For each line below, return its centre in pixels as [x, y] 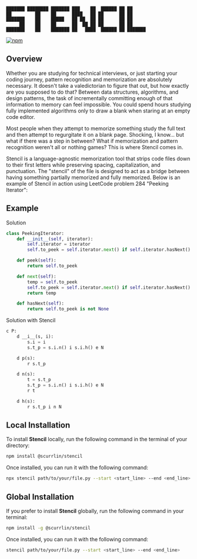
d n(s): [26, 374]
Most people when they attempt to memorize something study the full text [96, 128]
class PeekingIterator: [35, 233]
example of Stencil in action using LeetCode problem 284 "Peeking [87, 183]
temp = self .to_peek [52, 282]
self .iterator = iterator [59, 244]
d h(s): [26, 401]
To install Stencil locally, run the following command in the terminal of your [97, 439]
